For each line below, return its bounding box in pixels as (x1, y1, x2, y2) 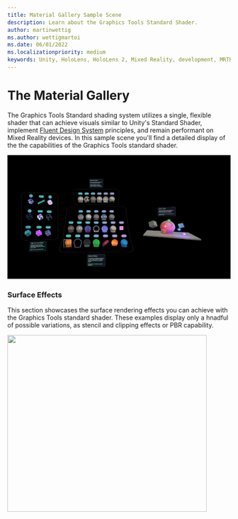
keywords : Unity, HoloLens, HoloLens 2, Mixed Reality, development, (7, 57, 217, 64)
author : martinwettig (7, 26, 72, 33)
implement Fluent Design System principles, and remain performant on (7, 126, 214, 134)
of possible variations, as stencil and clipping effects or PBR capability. (7, 321, 214, 330)
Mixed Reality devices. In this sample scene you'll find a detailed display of (7, 133, 226, 141)
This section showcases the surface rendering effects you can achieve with (7, 306, 228, 315)
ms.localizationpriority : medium (7, 49, 106, 56)
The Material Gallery (7, 88, 130, 104)
